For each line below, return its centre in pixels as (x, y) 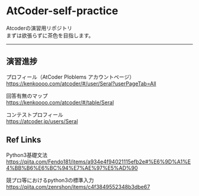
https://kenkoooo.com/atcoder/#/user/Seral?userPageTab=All (81, 83)
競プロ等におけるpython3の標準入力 (50, 180)
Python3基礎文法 (27, 155)
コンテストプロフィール (35, 114)
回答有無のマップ (27, 95)
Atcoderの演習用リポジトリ (39, 28)
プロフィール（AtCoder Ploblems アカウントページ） (70, 77)
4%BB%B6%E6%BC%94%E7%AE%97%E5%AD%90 (72, 168)
